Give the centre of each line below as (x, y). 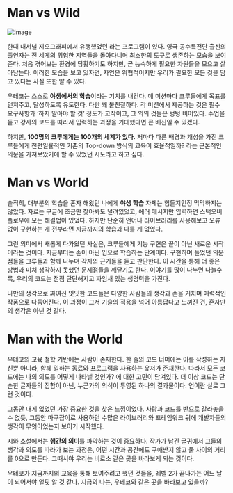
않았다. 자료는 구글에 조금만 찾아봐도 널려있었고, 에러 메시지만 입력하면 (103, 211)
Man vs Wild (44, 13)
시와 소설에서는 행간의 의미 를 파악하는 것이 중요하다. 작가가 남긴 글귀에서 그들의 (115, 441)
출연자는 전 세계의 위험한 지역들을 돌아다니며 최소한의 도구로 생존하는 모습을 (110, 55)
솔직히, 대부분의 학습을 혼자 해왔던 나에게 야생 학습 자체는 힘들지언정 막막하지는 (115, 202)
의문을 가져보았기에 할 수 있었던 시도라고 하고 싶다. (76, 154)
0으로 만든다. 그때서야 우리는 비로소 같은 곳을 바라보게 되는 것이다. (104, 458)
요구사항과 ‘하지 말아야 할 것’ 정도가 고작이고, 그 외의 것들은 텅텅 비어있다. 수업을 (116, 113)
